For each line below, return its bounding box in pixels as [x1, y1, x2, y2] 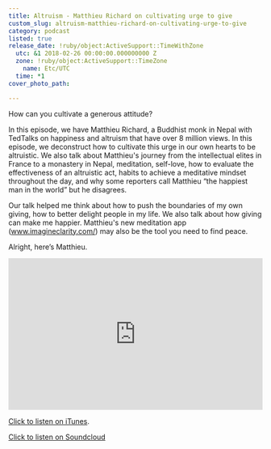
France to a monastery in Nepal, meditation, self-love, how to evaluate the [8, 159, 254, 168]
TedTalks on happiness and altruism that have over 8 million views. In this [8, 133, 252, 142]
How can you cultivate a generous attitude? [8, 108, 153, 118]
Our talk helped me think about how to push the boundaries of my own [8, 200, 244, 210]
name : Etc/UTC [23, 65, 70, 73]
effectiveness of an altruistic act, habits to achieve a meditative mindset [8, 167, 247, 177]
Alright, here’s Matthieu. [8, 242, 88, 252]
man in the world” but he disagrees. [8, 184, 127, 194]
